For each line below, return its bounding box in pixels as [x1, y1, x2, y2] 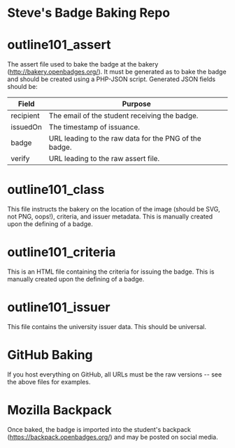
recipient [10, 111, 40, 120]
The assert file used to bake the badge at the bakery [7, 60, 159, 69]
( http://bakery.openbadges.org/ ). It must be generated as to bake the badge [7, 68, 227, 76]
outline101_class [7, 182, 105, 197]
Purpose [122, 99, 152, 109]
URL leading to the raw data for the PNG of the [48, 134, 201, 143]
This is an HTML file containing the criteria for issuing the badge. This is [7, 267, 215, 276]
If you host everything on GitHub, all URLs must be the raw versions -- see [7, 370, 222, 379]
